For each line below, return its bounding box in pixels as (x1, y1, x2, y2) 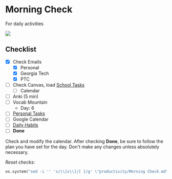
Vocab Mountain (12, 99, 48, 106)
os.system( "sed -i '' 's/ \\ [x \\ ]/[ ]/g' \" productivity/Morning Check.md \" (5, 169, 170, 174)
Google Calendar (12, 116, 49, 123)
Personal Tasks (12, 110, 45, 116)
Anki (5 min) (12, 93, 39, 100)
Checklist (5, 45, 37, 54)
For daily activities (5, 21, 44, 27)
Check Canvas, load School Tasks (12, 82, 85, 88)
